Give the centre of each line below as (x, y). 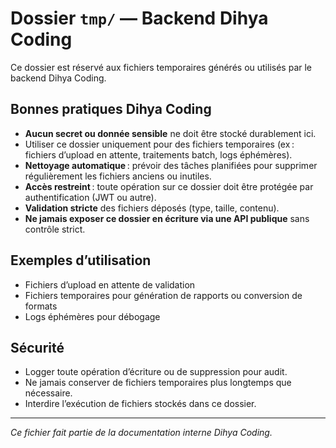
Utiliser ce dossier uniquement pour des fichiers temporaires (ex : (159, 144)
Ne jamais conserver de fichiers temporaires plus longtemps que (158, 383)
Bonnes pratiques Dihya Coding (111, 109)
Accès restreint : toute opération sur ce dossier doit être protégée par (169, 186)
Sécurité (37, 347)
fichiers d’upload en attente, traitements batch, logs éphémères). (158, 154)
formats (41, 306)
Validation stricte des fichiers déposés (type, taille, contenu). (152, 208)
